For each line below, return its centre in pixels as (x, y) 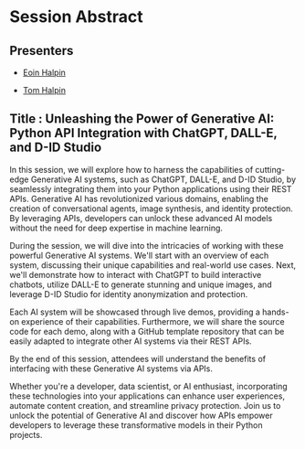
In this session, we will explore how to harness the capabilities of (131, 169)
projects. (26, 434)
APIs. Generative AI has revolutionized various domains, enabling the (139, 198)
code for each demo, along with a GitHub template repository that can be (147, 331)
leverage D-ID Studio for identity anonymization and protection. (129, 294)
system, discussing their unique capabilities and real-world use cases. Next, (153, 265)
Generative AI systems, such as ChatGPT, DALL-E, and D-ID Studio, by (163, 179)
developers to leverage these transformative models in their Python (136, 425)
